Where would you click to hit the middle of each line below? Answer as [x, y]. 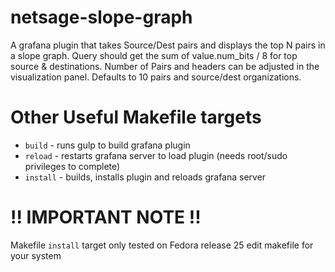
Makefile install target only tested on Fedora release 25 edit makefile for [162, 245]
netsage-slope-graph [101, 17]
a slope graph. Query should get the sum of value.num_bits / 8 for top [154, 55]
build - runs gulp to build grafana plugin [107, 145]
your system [36, 255]
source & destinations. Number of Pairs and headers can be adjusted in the [165, 66]
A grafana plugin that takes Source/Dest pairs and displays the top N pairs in [168, 45]
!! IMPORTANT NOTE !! [106, 217]
